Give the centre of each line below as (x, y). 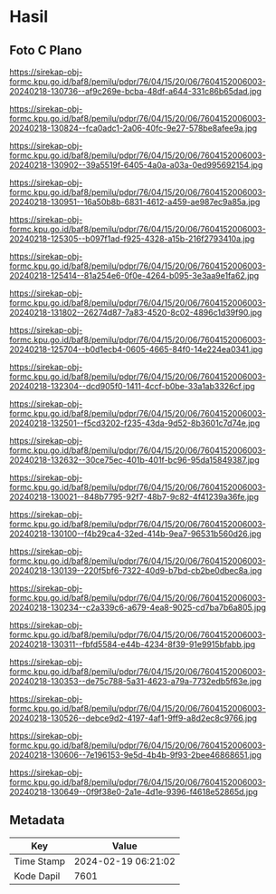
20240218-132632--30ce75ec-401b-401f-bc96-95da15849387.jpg (134, 460)
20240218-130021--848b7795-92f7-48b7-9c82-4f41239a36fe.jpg (134, 497)
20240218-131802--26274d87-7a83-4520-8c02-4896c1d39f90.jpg (136, 312)
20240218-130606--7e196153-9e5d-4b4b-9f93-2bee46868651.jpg (136, 755)
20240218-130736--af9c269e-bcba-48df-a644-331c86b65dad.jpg (136, 91)
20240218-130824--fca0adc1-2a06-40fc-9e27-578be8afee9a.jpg (133, 128)
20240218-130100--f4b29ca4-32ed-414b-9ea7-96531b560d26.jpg (136, 534)
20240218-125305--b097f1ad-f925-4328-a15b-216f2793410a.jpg (132, 239)
